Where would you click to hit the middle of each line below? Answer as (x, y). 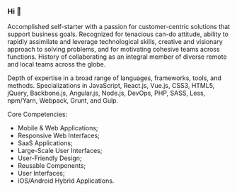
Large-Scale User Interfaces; (60, 151)
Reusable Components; (52, 166)
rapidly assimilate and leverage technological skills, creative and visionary (115, 42)
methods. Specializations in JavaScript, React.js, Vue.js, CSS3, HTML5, (111, 86)
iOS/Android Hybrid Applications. (66, 181)
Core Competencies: (37, 114)
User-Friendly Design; (50, 158)
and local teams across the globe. (57, 64)
